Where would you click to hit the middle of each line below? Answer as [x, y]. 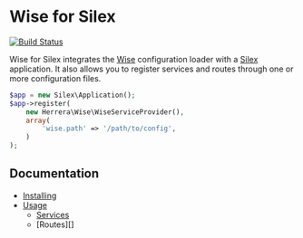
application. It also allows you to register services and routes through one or [151, 69]
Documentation [54, 174]
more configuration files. [55, 78]
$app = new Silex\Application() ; [73, 95]
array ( [38, 120]
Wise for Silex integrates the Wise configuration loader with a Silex [134, 59]
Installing [39, 195]
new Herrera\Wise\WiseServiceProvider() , [105, 112]
